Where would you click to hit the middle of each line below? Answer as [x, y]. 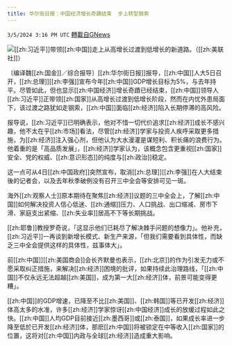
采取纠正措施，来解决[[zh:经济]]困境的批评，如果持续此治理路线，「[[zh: [115, 268]
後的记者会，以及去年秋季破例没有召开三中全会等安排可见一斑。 [98, 180]
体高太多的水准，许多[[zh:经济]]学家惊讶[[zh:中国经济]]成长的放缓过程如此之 [116, 309]
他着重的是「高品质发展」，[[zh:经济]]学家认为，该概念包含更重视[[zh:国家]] [115, 148]
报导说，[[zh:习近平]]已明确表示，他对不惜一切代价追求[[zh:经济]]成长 [107, 122]
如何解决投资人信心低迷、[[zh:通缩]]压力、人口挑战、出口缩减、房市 [115, 204]
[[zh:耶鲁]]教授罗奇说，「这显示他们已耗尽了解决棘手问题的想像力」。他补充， [116, 228]
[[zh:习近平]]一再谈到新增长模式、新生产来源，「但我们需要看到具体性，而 [112, 236]
